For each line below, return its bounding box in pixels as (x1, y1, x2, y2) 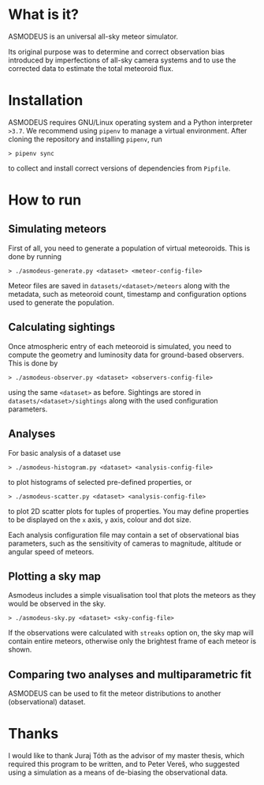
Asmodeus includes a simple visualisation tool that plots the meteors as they (8, 591, 256, 600)
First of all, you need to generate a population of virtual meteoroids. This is (8, 243, 251, 253)
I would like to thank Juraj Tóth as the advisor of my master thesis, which (8, 751, 245, 761)
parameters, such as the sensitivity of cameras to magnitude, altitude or (8, 539, 242, 548)
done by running (8, 251, 61, 261)
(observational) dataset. (8, 697, 86, 707)
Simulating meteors (8, 223, 107, 236)
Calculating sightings (8, 321, 116, 334)
